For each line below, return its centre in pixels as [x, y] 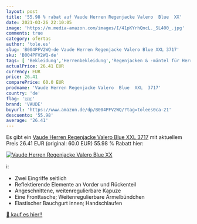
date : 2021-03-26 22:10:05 [39, 22]
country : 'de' [23, 93]
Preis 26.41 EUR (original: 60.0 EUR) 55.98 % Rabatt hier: [75, 144]
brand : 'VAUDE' [25, 104]
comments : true [25, 33]
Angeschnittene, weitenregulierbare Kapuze [68, 191]
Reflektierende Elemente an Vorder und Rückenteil [75, 185]
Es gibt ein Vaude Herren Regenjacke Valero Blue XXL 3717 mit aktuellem [94, 137]
